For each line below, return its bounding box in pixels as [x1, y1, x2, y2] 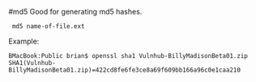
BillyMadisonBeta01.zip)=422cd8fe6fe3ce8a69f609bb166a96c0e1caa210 [8, 66, 241, 74]
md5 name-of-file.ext [11, 23, 85, 31]
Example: [8, 36, 40, 46]
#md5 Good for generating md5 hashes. [8, 7, 143, 16]
